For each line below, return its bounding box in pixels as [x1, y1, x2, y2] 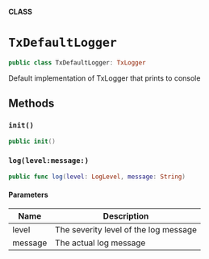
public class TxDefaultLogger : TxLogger [8, 58, 147, 67]
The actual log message [55, 237, 146, 249]
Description [102, 210, 149, 221]
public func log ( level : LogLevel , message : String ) [8, 173, 186, 181]
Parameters [8, 190, 48, 200]
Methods [8, 97, 55, 111]
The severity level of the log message [55, 223, 198, 235]
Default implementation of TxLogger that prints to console [8, 73, 201, 83]
